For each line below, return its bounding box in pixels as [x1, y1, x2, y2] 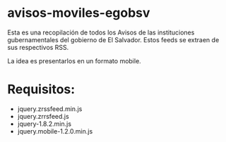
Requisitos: [7, 82, 76, 98]
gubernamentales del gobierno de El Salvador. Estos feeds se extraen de [7, 35, 220, 44]
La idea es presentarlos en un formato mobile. [7, 56, 141, 65]
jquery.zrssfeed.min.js [17, 104, 83, 113]
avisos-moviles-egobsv [7, 5, 150, 21]
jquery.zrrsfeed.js [17, 112, 69, 120]
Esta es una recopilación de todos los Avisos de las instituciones [7, 28, 195, 37]
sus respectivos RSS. [7, 43, 69, 51]
